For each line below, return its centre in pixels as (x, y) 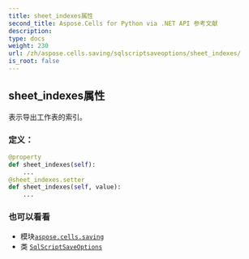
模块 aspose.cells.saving (62, 236)
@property (25, 157)
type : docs (27, 38)
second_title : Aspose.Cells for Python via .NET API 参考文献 (113, 23)
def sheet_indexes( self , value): (65, 187)
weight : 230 (28, 46)
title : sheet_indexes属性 (51, 16)
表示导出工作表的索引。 (47, 117)
